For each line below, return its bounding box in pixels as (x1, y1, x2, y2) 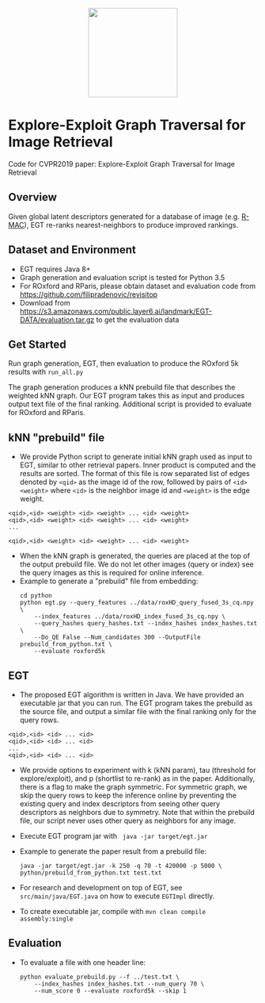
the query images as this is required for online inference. (19, 568, 204, 578)
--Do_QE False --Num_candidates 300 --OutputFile (34, 633, 201, 642)
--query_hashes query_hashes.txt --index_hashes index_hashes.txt (34, 620, 258, 628)
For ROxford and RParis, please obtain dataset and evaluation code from (19, 281, 256, 290)
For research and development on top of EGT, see (19, 883, 183, 892)
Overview (8, 190, 58, 204)
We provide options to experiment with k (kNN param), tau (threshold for (19, 766, 257, 774)
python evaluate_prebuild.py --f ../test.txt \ (19, 973, 180, 981)
